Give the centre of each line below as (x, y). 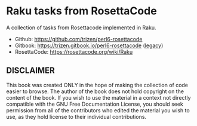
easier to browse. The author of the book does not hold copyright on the (95, 91)
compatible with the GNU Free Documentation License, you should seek (95, 104)
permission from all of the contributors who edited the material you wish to (98, 110)
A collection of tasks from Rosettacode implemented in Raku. (81, 27)
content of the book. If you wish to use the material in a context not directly (98, 97)
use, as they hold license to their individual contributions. (76, 116)
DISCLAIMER (30, 71)
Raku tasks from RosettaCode (81, 11)
